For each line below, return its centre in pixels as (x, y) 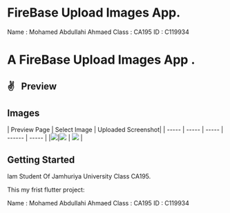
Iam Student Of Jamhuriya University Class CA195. (79, 176)
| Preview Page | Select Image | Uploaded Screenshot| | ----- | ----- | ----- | (115, 130)
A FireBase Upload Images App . (101, 60)
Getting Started (41, 159)
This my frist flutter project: (46, 190)
